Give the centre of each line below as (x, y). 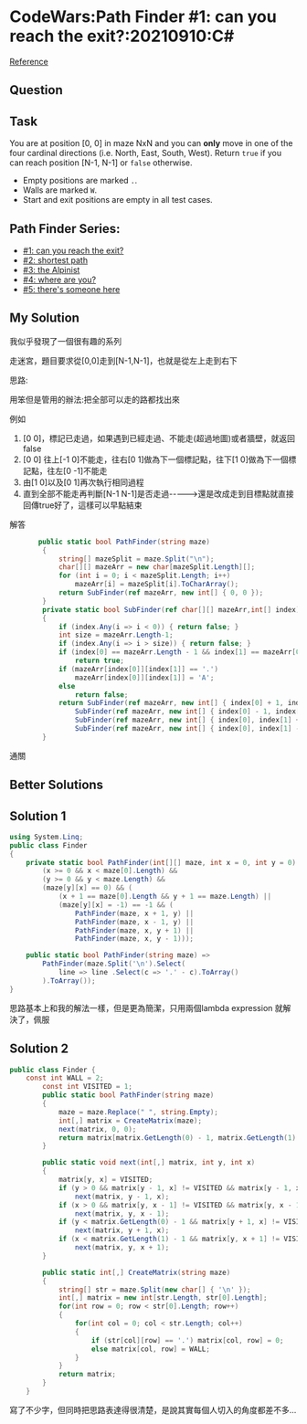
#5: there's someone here (71, 289)
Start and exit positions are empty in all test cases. (117, 200)
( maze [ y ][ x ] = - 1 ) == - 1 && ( (116, 905)
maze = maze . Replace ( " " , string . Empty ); (138, 1112)
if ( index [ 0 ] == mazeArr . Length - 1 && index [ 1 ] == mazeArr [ (177, 652)
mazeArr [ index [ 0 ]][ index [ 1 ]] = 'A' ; (144, 678)
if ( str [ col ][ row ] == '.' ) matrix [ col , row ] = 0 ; (187, 1340)
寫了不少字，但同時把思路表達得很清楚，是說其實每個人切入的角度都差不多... (153, 1409)
